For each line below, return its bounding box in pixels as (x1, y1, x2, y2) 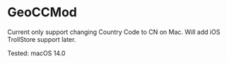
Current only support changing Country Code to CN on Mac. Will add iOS (7, 28, 221, 36)
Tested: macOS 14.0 (7, 49, 66, 57)
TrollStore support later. (7, 35, 76, 43)
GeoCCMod (7, 4, 78, 21)
